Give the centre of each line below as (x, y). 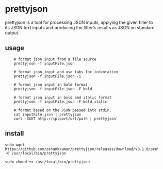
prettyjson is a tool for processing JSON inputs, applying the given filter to (79, 22)
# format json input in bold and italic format (63, 97)
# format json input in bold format (51, 84)
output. (12, 33)
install (15, 134)
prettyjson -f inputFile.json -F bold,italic (61, 101)
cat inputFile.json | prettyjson (48, 114)
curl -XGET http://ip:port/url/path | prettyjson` (66, 118)
